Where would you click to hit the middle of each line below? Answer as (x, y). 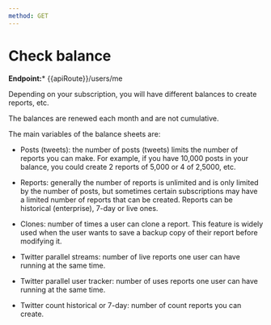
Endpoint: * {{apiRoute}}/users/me (66, 78)
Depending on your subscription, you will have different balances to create (133, 94)
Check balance (60, 55)
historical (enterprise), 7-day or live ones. (89, 208)
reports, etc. (29, 103)
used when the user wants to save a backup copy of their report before (139, 232)
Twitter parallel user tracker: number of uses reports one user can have (139, 281)
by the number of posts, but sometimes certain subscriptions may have (139, 191)
